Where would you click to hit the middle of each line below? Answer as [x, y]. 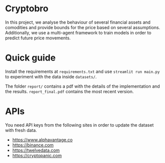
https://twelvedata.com [36, 150]
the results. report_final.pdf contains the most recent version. [70, 91]
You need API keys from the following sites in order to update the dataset [80, 125]
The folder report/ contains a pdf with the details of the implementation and [82, 86]
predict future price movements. [38, 38]
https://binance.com [33, 145]
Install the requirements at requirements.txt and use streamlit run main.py [82, 71]
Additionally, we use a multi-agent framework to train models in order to [78, 33]
